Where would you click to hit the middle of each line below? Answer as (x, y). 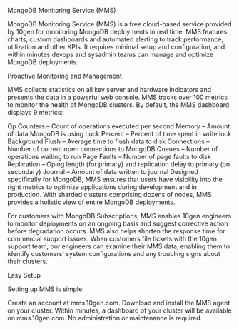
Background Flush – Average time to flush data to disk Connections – (108, 141)
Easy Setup (24, 275)
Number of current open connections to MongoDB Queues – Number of (113, 149)
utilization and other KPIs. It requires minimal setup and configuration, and (116, 47)
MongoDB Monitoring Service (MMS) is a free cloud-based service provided (119, 24)
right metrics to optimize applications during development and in (102, 187)
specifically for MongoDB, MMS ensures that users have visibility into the (115, 179)
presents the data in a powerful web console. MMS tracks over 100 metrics (118, 97)
